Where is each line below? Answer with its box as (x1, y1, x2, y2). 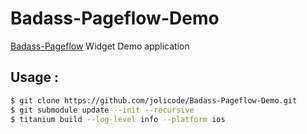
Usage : (10, 69, 60, 86)
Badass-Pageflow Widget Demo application (10, 40, 190, 52)
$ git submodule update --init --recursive (10, 105, 195, 115)
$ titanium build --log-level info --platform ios (10, 114, 226, 124)
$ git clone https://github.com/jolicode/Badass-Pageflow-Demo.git (10, 95, 298, 106)
